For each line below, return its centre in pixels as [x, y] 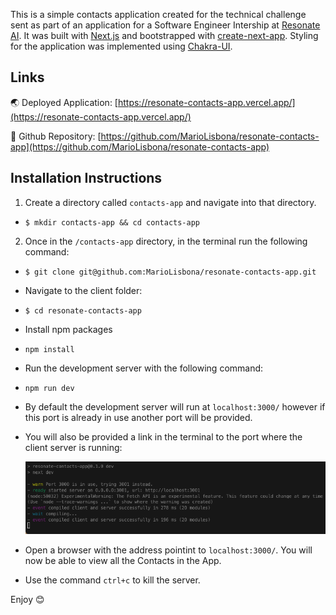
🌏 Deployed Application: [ [64, 102]
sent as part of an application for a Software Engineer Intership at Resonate [165, 25]
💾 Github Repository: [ [56, 136]
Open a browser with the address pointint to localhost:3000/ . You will [168, 550]
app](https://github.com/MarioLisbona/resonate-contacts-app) [140, 146]
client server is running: [73, 447]
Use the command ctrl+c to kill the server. [112, 580]
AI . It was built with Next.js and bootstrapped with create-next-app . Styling [164, 35]
